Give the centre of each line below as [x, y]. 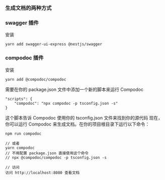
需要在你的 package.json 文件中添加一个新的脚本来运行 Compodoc [74, 89]
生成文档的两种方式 [28, 8]
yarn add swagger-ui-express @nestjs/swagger [54, 44]
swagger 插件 [22, 23]
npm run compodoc [23, 134]
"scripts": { [19, 99]
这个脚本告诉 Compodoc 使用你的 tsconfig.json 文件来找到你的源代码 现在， [84, 117]
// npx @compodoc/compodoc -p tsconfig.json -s [56, 157]
